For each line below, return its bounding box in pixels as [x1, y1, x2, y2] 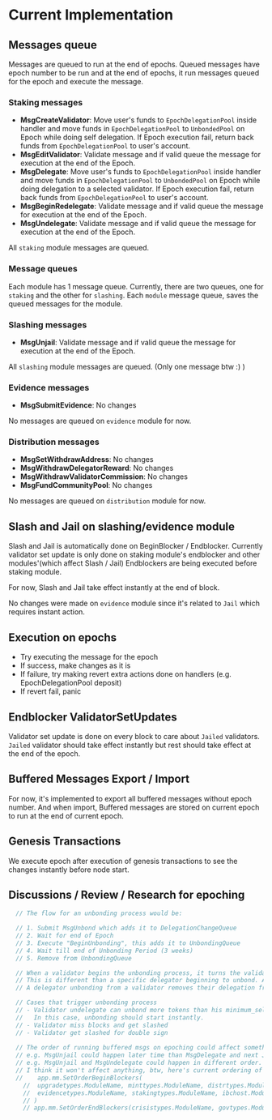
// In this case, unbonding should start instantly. [15, 1013, 205, 1022]
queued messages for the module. [8, 298, 123, 309]
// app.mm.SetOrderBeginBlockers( [15, 1074, 143, 1082]
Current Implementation [8, 6, 174, 24]
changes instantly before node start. [8, 865, 130, 874]
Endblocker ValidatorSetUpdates [8, 710, 178, 724]
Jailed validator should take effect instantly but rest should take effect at [8, 740, 252, 750]
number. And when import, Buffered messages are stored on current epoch [8, 802, 260, 812]
